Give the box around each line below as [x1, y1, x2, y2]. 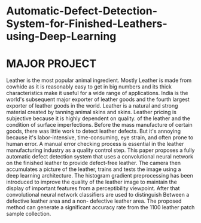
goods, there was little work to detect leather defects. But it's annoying [6, 127, 181, 135]
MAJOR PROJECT [6, 57, 97, 71]
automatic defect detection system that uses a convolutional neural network [6, 153, 193, 160]
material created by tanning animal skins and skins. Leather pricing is [6, 109, 176, 116]
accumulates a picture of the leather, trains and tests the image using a [6, 166, 181, 173]
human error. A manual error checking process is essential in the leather [6, 140, 184, 148]
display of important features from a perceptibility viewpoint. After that [6, 185, 180, 192]
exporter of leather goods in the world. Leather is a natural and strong [6, 102, 178, 109]
